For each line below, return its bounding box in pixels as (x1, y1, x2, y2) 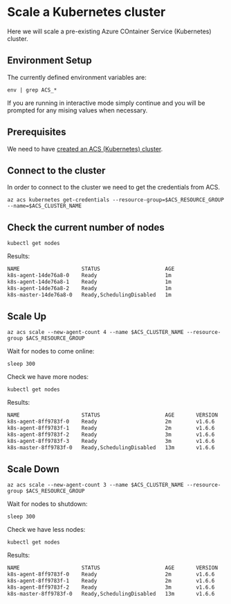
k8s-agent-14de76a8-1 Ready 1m (7, 278, 172, 285)
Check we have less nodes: (7, 526, 86, 534)
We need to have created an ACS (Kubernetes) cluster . (7, 144, 163, 153)
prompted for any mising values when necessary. (7, 106, 148, 115)
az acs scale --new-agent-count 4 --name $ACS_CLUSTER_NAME (7, 329, 185, 336)
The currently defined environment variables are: (7, 73, 147, 81)
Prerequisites (7, 126, 66, 138)
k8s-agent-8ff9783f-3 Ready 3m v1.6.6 (7, 437, 215, 444)
